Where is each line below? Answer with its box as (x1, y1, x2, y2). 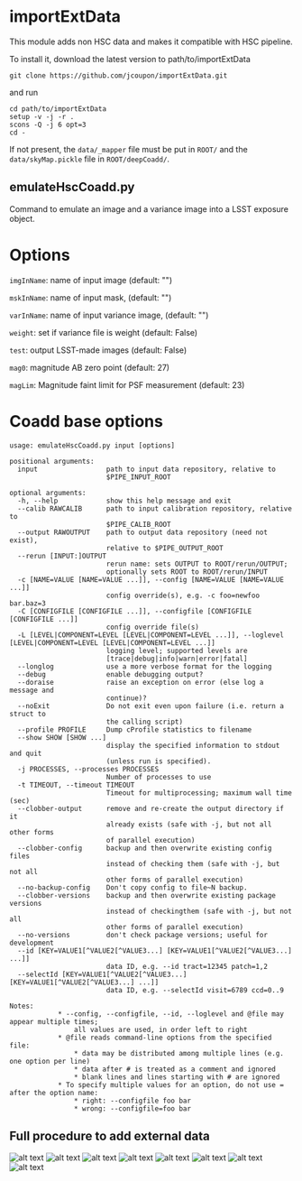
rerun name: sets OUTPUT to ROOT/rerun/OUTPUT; (105, 559, 288, 568)
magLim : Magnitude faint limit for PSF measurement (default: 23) (9, 379, 245, 390)
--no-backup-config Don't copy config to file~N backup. (17, 882, 248, 892)
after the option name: (9, 1088, 99, 1097)
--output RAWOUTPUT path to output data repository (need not (17, 528, 269, 537)
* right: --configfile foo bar (73, 1096, 192, 1105)
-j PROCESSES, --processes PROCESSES (17, 764, 160, 773)
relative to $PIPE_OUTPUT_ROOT (105, 543, 224, 552)
